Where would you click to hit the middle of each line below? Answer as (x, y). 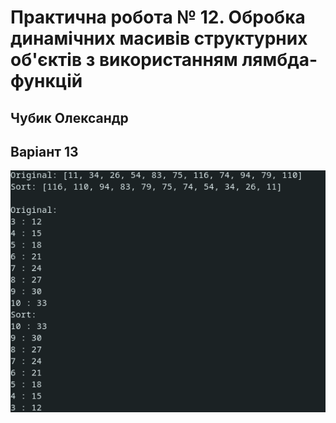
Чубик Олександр (69, 117)
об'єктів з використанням (124, 60)
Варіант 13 (44, 151)
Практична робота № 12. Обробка (158, 17)
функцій (46, 81)
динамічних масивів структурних (159, 38)
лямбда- (279, 60)
